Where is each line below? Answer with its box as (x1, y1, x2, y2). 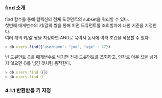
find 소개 (5, 4, 25, 11)
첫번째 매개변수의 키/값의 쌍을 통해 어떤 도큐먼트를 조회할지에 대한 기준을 (5, 23, 144, 28)
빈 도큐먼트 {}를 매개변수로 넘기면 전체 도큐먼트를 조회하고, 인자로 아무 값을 (5, 54, 148, 60)
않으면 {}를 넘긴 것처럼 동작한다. (10, 60, 71, 66)
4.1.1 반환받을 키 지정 (5, 87, 51, 94)
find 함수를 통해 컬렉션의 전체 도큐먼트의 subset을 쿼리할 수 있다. (5, 16, 130, 23)
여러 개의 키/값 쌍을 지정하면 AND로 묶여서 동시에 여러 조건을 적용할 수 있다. (5, 35, 150, 41)
